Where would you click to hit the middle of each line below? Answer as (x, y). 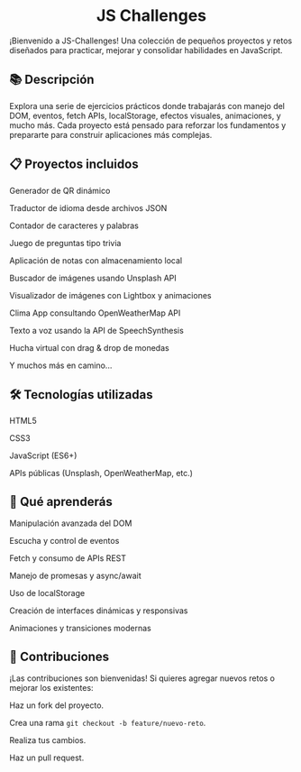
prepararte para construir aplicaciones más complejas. (111, 134)
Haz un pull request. (47, 758)
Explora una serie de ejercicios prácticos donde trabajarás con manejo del (147, 106)
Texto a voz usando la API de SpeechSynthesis (97, 330)
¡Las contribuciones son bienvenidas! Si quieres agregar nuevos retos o (142, 678)
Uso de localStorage (47, 593)
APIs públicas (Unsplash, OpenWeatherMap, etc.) (101, 473)
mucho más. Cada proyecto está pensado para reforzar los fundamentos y (148, 125)
